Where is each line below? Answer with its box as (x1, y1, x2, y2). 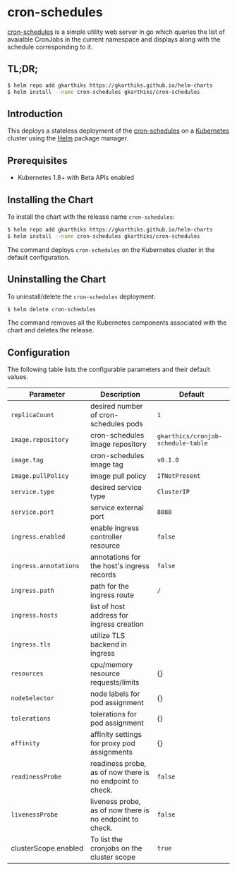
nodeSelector (11, 695, 55, 702)
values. (7, 373, 28, 381)
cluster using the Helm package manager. (7, 134, 129, 143)
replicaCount (11, 411, 55, 419)
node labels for (90, 689, 140, 699)
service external (90, 503, 145, 512)
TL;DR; (7, 63, 39, 75)
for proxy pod (90, 738, 135, 748)
